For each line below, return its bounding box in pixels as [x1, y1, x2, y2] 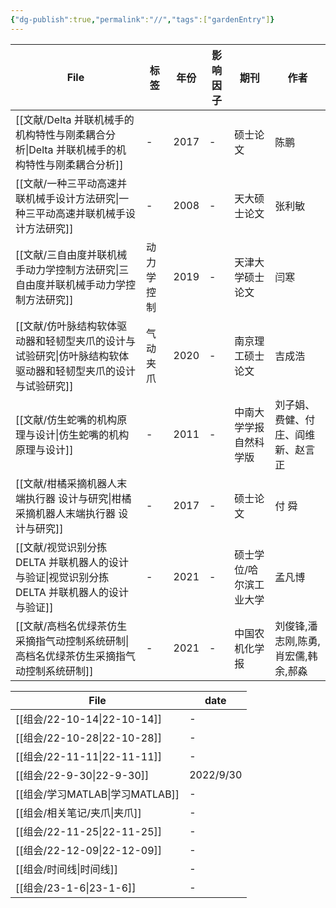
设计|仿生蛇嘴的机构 [35, 427, 130, 441]
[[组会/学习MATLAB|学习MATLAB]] [15, 787, 180, 801]
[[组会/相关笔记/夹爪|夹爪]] [15, 806, 142, 820]
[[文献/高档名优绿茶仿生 [15, 619, 128, 633]
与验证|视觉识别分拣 [15, 570, 110, 584]
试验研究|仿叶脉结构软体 [15, 349, 130, 363]
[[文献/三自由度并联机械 [15, 247, 128, 261]
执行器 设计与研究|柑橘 [25, 491, 132, 505]
